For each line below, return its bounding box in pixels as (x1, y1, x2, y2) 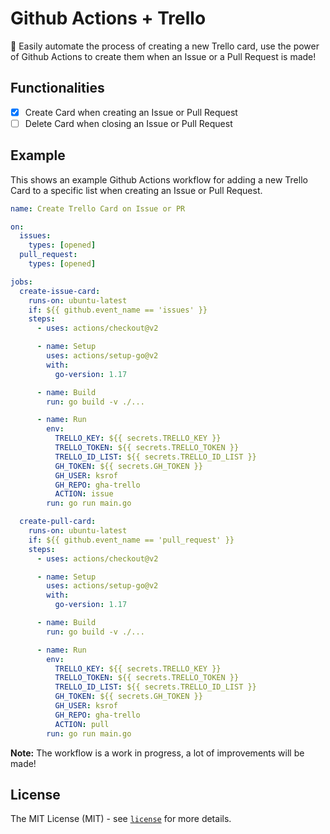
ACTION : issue (54, 489, 114, 499)
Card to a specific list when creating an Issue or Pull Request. (10, 184, 263, 196)
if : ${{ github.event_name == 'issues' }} (28, 305, 208, 315)
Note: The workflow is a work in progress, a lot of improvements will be (10, 747, 305, 759)
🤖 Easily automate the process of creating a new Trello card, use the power (10, 40, 320, 52)
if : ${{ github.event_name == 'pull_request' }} (28, 535, 235, 545)
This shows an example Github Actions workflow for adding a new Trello (10, 173, 308, 186)
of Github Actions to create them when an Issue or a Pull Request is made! (10, 50, 317, 62)
